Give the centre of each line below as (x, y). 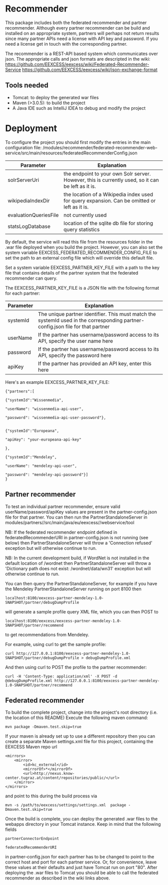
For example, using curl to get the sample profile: (56, 644)
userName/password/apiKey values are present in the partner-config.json (81, 512)
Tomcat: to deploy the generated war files (55, 97)
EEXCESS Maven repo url (31, 747)
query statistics (81, 230)
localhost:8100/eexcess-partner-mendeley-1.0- (54, 598)
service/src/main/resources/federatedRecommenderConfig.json (71, 153)
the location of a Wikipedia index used (108, 194)
